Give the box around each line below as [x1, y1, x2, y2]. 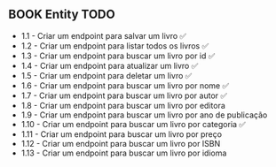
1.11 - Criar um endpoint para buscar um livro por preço [20, 128, 223, 140]
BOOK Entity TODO [8, 7, 116, 22]
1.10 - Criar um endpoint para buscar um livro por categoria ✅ [20, 118, 246, 129]
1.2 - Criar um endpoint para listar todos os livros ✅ [20, 40, 209, 51]
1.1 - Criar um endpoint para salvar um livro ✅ [20, 30, 187, 41]
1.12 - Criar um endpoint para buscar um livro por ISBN [20, 138, 221, 148]
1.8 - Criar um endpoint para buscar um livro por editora [20, 100, 225, 110]
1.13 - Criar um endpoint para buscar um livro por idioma [20, 148, 227, 158]
